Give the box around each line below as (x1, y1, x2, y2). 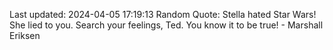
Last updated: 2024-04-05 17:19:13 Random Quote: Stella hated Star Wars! (9, 9, 317, 20)
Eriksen (9, 30, 41, 41)
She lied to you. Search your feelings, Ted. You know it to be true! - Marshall (9, 19, 324, 31)
